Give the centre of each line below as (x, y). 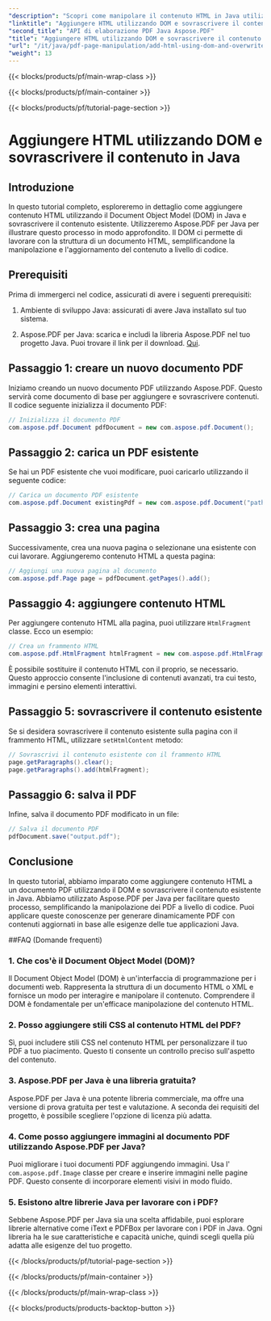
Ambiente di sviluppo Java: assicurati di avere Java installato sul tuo (133, 310)
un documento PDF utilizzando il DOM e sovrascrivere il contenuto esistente (135, 890)
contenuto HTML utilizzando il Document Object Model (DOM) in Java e (127, 215)
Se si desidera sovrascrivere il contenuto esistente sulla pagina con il (123, 731)
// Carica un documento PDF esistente (73, 495)
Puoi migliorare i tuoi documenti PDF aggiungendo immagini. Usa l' (119, 1164)
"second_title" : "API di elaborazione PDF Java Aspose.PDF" (112, 31)
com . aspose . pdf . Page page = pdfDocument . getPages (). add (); (110, 578)
